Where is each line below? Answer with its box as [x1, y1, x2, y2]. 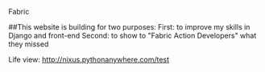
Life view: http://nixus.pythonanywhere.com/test [8, 55, 170, 64]
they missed [8, 39, 49, 49]
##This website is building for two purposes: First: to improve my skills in [8, 22, 251, 31]
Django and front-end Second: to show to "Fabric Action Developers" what [8, 31, 257, 40]
